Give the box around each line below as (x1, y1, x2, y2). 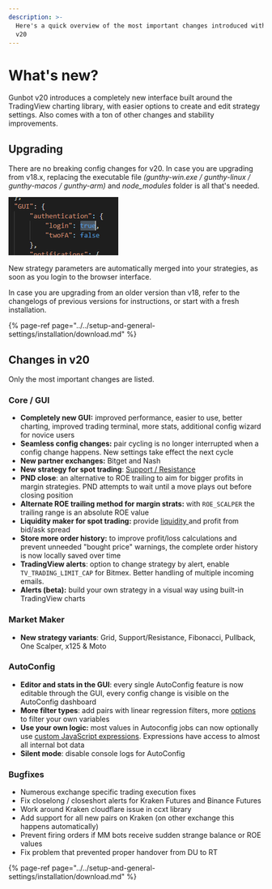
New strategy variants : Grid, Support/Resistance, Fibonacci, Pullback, (19, 632, 257, 642)
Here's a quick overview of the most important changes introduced (15, 21, 249, 30)
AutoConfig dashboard (19, 697, 97, 707)
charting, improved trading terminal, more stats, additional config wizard (19, 421, 261, 431)
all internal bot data (19, 740, 85, 750)
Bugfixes (8, 768, 45, 780)
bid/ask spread (19, 525, 70, 535)
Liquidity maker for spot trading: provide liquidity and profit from (19, 516, 239, 526)
